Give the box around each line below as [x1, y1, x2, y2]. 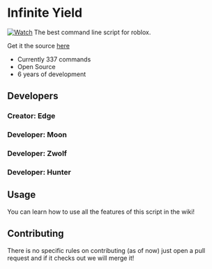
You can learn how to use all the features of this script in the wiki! [7, 208, 195, 216]
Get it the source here [7, 41, 70, 50]
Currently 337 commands [17, 54, 91, 64]
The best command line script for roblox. [33, 28, 151, 36]
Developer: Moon [7, 130, 68, 140]
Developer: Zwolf [7, 149, 68, 159]
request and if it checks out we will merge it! [7, 254, 135, 262]
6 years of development [17, 70, 86, 78]
